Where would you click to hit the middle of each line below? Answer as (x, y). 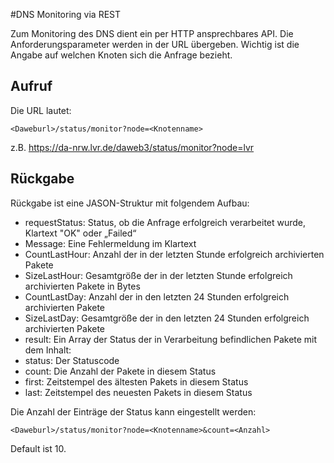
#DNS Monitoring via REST (66, 14)
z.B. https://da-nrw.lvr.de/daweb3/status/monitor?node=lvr (132, 147)
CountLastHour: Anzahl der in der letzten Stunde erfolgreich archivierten (174, 254)
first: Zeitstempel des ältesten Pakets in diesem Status (136, 381)
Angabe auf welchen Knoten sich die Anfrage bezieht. (121, 55)
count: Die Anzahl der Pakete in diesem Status (120, 371)
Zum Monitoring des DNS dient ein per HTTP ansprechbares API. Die (152, 33)
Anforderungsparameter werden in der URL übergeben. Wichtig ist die (155, 44)
